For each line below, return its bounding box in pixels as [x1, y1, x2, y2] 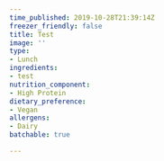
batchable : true [9, 130, 70, 139]
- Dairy [9, 122, 39, 131]
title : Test [9, 30, 54, 39]
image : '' [9, 38, 47, 48]
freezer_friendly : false [9, 22, 103, 31]
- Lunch [9, 55, 39, 64]
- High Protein [9, 88, 67, 97]
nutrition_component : [9, 80, 91, 89]
